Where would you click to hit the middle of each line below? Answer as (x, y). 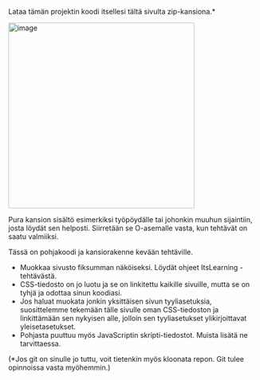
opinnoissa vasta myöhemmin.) (59, 367)
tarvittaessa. (40, 343)
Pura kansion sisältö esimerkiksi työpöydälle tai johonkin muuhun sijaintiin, (130, 219)
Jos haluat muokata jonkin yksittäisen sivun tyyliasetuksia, (116, 301)
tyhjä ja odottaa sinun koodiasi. (71, 293)
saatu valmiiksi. (33, 237)
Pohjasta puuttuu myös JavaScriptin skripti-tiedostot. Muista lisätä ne (134, 335)
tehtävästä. (38, 276)
